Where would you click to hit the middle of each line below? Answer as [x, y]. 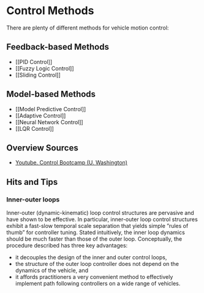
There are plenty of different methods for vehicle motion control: [88, 28]
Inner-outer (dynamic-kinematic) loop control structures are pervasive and [100, 213]
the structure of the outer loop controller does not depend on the [97, 264]
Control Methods [50, 11]
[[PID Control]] [34, 61]
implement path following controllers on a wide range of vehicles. [98, 284]
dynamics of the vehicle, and [52, 270]
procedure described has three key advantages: [67, 246]
